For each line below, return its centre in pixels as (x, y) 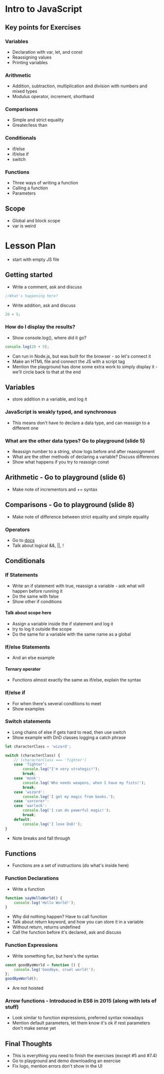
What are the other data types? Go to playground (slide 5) (75, 441)
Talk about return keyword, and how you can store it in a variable (78, 922)
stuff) (12, 1007)
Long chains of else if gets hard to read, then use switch (69, 732)
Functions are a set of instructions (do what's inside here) (70, 865)
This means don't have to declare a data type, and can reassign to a (81, 423)
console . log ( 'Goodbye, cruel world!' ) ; (55, 969)
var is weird (24, 226)
